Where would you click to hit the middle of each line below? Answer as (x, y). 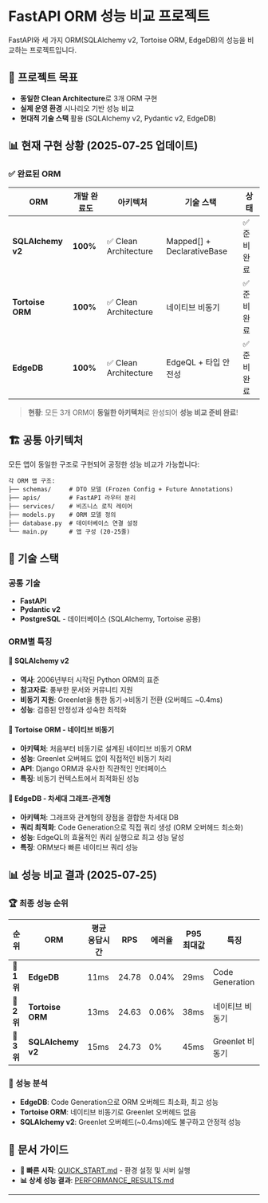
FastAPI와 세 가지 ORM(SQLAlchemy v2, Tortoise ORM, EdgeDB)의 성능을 (127, 40)
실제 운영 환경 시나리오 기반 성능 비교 (77, 108)
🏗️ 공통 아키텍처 (46, 440)
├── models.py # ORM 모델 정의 (62, 515)
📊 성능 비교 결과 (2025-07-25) (83, 875)
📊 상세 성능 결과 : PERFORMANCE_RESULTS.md (97, 1181)
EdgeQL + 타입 (193, 362)
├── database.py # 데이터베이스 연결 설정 (73, 523)
